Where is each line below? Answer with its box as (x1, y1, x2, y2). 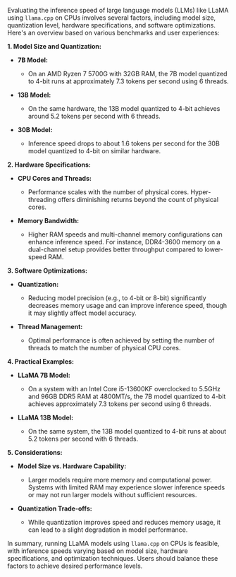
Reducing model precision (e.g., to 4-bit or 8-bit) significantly (27, 294, 206, 302)
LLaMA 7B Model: (17, 371, 70, 379)
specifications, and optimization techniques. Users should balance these (7, 554, 218, 562)
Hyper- (190, 188, 211, 196)
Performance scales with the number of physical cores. (27, 188, 190, 196)
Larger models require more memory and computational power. (27, 476, 213, 484)
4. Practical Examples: (7, 357, 75, 366)
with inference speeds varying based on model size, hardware (7, 547, 188, 555)
